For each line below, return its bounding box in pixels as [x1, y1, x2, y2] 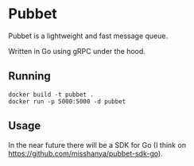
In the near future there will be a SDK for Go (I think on [8, 140, 187, 149]
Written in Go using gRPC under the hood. [8, 46, 145, 56]
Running [8, 69, 52, 83]
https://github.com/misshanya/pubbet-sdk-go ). [8, 149, 163, 158]
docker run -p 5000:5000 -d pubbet [8, 97, 126, 106]
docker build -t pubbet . [8, 91, 94, 98]
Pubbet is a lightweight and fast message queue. [8, 31, 169, 41]
